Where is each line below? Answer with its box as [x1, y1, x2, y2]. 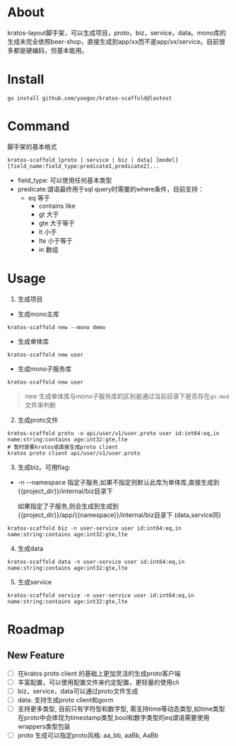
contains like [38, 201, 76, 210]
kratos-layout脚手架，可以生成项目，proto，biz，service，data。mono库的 [7, 28, 226, 37]
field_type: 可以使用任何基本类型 [17, 176, 112, 184]
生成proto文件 [17, 415, 59, 424]
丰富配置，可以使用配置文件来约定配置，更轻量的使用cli [17, 677, 179, 686]
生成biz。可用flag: [17, 463, 71, 471]
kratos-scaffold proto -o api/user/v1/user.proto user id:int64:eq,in [7, 430, 220, 437]
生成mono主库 [17, 309, 60, 318]
